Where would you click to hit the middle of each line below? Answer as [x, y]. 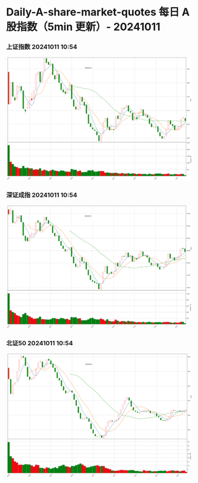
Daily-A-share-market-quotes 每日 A [98, 12]
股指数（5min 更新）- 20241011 [83, 27]
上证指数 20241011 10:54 [42, 47]
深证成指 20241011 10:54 [42, 195]
